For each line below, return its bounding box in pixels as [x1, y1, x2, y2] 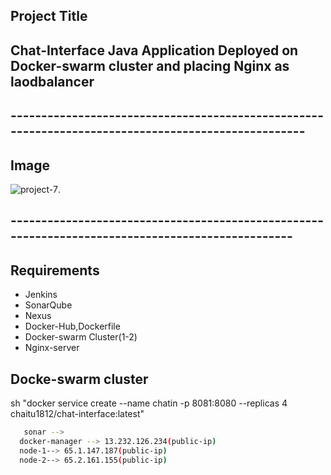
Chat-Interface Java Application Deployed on [10, 42, 299, 59]
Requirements [10, 262, 100, 279]
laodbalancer [10, 73, 95, 90]
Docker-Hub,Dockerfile [24, 320, 121, 333]
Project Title [10, 8, 88, 25]
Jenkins [24, 289, 58, 301]
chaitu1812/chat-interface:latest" [10, 408, 145, 419]
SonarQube [24, 299, 73, 311]
